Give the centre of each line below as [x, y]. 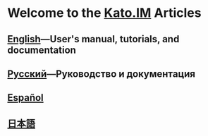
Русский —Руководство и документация [102, 74]
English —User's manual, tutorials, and [93, 39]
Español [25, 98]
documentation [42, 50]
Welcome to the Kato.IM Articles [104, 13]
